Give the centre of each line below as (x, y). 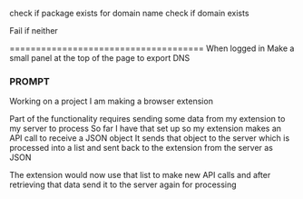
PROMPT (29, 81)
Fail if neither (34, 30)
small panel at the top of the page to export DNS (100, 58)
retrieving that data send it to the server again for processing (123, 184)
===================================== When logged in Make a (152, 48)
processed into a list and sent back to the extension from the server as (142, 148)
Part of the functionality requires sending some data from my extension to (147, 119)
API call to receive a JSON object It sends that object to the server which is (150, 138)
